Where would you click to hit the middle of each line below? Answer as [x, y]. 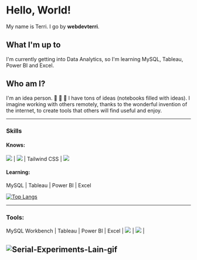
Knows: [16, 145]
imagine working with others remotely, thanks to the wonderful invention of [97, 104]
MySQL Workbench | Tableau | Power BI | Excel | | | [75, 231]
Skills [14, 131]
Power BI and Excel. [30, 65]
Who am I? [26, 84]
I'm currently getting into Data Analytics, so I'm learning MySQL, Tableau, [95, 59]
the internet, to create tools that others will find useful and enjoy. [84, 110]
